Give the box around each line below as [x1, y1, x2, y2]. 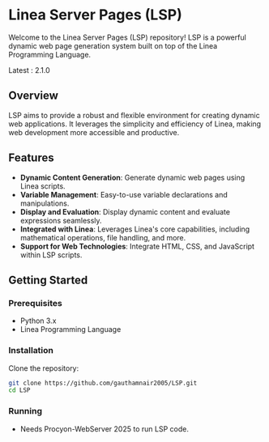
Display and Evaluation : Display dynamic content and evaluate [19, 206, 231, 216]
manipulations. [19, 198, 70, 208]
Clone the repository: [8, 363, 79, 373]
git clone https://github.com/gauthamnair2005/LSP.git [8, 379, 198, 387]
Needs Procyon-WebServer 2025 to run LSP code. [19, 423, 189, 434]
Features [8, 151, 54, 165]
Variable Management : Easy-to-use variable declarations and [19, 189, 228, 199]
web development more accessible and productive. [8, 127, 180, 137]
